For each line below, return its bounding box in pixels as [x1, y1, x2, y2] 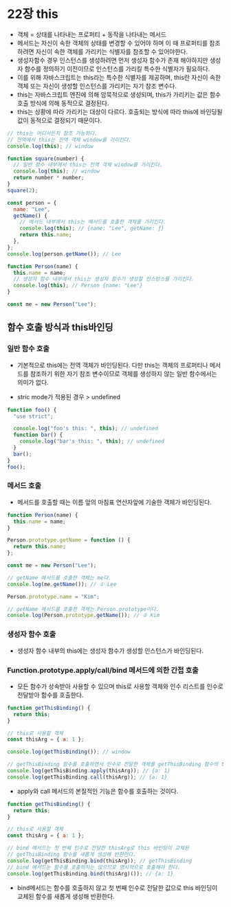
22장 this [7, 6, 58, 22]
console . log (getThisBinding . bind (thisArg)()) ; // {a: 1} [7, 870, 174, 877]
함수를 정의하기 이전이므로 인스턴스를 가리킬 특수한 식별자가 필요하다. [24, 65, 210, 73]
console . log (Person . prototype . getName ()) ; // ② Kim [7, 612, 160, 619]
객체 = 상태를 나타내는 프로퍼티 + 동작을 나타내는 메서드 [16, 30, 167, 38]
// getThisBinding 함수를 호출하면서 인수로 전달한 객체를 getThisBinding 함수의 [7, 761, 219, 768]
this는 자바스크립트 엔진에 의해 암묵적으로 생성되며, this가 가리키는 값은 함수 [16, 90, 221, 98]
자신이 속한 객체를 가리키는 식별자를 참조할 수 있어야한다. [35, 47, 188, 56]
